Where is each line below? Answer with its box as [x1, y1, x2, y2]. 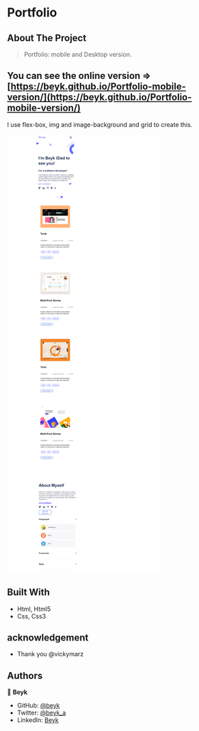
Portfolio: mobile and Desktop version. [23, 50, 132, 58]
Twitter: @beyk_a [16, 708, 66, 717]
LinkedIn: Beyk [16, 716, 59, 724]
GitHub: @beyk [16, 702, 60, 710]
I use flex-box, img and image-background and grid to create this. [7, 120, 193, 128]
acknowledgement [7, 632, 89, 644]
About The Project [7, 32, 87, 44]
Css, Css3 [16, 612, 47, 620]
